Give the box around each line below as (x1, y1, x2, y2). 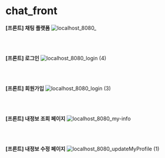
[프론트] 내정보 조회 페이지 (5, 115, 66, 122)
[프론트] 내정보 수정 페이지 (5, 145, 66, 152)
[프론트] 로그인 (5, 54, 39, 61)
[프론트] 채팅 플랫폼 (5, 24, 51, 31)
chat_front (5, 4, 58, 18)
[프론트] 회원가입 (5, 84, 45, 92)
